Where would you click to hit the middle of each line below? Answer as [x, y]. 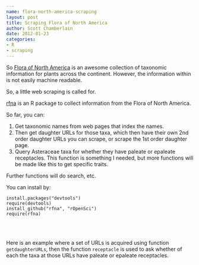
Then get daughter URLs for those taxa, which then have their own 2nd [102, 132]
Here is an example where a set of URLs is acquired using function [88, 242]
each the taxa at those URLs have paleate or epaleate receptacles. [88, 255]
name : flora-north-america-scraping [51, 12]
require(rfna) [24, 214]
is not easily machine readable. [44, 80]
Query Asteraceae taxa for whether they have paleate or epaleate [95, 151]
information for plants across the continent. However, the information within [99, 74]
